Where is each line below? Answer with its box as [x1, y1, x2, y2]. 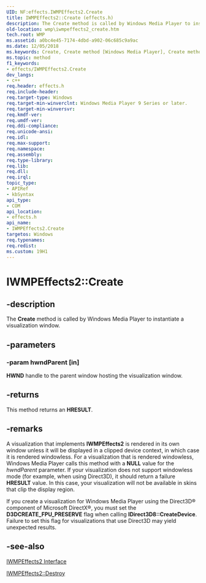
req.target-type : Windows [6, 94, 72, 101]
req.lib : [6, 163, 29, 169]
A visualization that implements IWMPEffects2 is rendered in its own [6, 440, 180, 448]
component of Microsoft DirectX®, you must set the [6, 504, 137, 511]
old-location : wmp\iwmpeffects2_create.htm [6, 26, 120, 32]
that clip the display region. [6, 486, 75, 493]
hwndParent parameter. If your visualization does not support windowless [6, 466, 193, 473]
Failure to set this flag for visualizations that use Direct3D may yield [6, 517, 177, 524]
